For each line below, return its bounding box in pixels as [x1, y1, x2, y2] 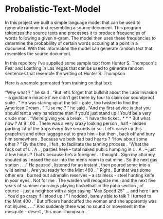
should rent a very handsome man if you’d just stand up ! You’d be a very [5, 110, 151, 116]
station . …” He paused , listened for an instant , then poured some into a [5, 162, 150, 168]
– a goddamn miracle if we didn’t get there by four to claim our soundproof [5, 94, 155, 100]
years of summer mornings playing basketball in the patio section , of [5, 182, 144, 188]
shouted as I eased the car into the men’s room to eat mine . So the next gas [5, 157, 158, 162]
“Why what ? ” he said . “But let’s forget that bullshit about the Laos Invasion [5, 89, 157, 95]
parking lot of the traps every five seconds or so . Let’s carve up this [5, 125, 142, 131]
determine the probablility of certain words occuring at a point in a [5, 40, 138, 46]
